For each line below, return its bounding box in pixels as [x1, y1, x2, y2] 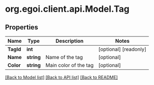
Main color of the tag [45, 62, 94, 68]
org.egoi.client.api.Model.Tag [5, 3, 129, 15]
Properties [5, 23, 38, 31]
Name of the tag [45, 54, 83, 60]
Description [56, 38, 84, 44]
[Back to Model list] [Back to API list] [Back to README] [5, 75, 118, 80]
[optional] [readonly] [98, 46, 147, 53]
